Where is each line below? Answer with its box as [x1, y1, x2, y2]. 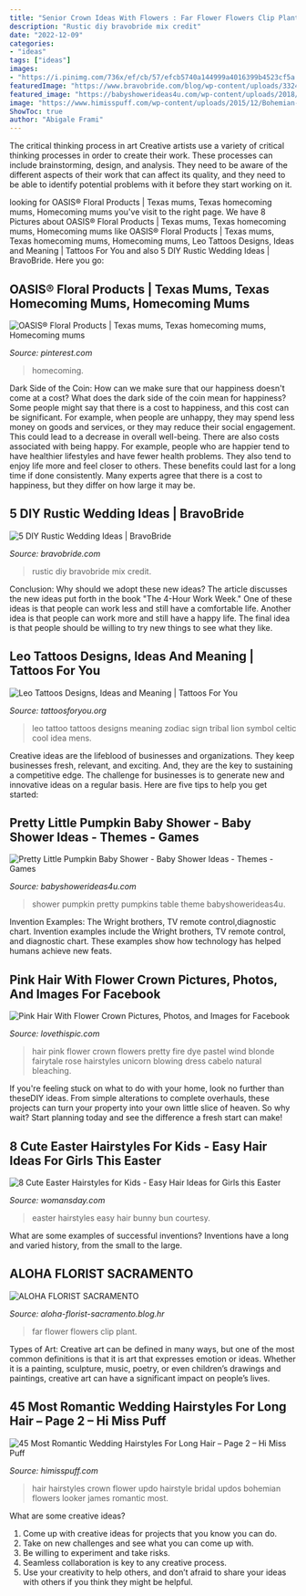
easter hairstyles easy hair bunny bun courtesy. [31, 1213, 211, 1223]
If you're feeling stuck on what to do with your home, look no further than [9, 1083, 285, 1094]
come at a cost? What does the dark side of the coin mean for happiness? [9, 392, 287, 403]
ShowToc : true [9, 107, 64, 116]
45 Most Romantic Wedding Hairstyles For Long [9, 1399, 287, 1415]
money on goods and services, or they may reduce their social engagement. [9, 421, 296, 432]
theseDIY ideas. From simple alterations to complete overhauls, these [9, 1093, 270, 1104]
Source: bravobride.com [9, 548, 101, 559]
